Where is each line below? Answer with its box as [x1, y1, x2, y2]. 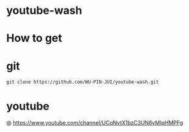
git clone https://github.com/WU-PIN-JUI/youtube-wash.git [6, 79, 159, 85]
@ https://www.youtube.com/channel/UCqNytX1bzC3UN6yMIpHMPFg [6, 119, 184, 127]
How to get [6, 31, 63, 45]
